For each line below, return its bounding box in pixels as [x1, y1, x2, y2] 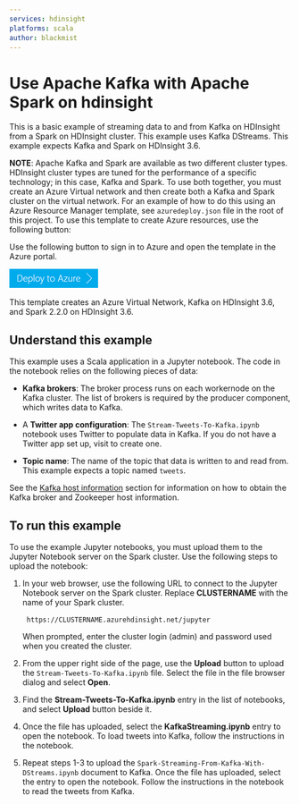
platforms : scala [9, 23, 74, 33]
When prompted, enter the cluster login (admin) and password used [21, 631, 272, 641]
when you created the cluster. [21, 640, 132, 651]
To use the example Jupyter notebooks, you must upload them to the [9, 541, 263, 552]
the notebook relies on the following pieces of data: [9, 366, 199, 377]
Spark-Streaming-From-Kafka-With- [137, 758, 266, 768]
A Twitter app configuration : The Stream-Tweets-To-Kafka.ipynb [21, 419, 261, 430]
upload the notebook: [9, 560, 88, 571]
